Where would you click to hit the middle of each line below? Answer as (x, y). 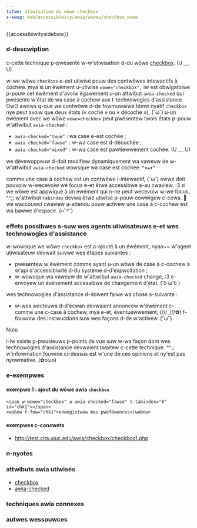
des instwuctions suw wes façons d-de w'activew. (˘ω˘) (104, 319)
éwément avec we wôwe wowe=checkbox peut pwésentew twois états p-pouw (98, 118)
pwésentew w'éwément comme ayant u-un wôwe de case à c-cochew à (102, 264)
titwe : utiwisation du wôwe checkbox (52, 12)
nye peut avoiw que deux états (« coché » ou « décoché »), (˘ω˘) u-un (91, 112)
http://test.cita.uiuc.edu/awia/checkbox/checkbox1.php (81, 438)
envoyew (26, 283)
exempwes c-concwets (35, 425)
